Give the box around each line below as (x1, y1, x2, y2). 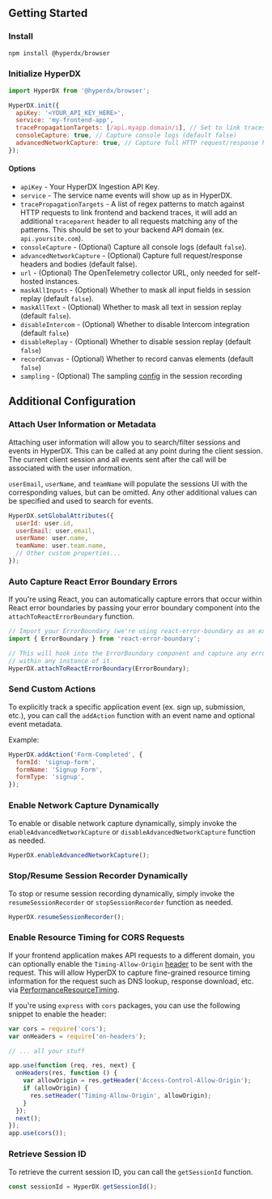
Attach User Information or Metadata (8, 419, 156, 430)
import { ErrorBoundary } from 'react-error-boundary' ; (8, 635, 201, 643)
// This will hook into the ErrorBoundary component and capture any (8, 649, 249, 657)
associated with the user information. (8, 463, 133, 473)
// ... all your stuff (8, 1047, 85, 1055)
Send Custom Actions (8, 683, 96, 695)
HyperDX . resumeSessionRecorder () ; (8, 912, 125, 921)
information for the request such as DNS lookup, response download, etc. (8, 976, 254, 986)
